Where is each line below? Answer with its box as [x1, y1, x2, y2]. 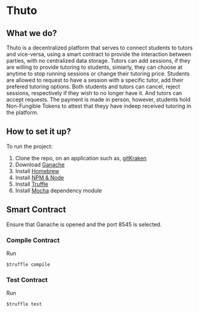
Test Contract [6, 275, 48, 284]
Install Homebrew [15, 167, 60, 174]
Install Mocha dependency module [15, 186, 102, 194]
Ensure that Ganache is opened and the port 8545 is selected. [6, 221, 162, 228]
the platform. [6, 109, 38, 116]
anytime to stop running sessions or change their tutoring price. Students [6, 70, 190, 77]
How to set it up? [6, 126, 71, 137]
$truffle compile [6, 261, 51, 268]
